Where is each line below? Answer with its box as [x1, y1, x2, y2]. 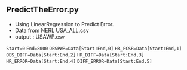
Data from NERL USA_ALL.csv [14, 27, 90, 34]
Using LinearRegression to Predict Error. [14, 20, 114, 27]
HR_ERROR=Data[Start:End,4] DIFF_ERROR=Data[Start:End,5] [6, 58, 152, 64]
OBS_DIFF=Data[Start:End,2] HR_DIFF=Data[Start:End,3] [6, 52, 145, 58]
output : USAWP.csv [14, 33, 65, 40]
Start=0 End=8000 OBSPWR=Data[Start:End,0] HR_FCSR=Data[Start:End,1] [6, 46, 182, 52]
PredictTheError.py [6, 5, 79, 15]
